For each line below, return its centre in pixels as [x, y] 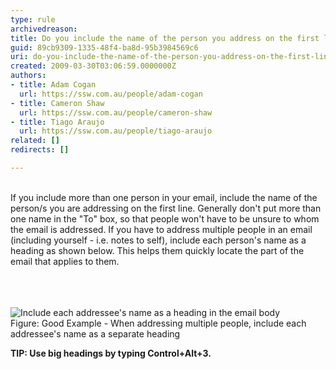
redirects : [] [40, 150]
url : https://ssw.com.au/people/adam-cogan [111, 94]
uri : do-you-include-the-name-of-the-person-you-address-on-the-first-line [171, 57]
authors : [28, 76]
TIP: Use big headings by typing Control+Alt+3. [111, 353]
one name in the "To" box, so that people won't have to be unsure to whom [165, 218]
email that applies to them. [65, 261]
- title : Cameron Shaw [57, 103]
